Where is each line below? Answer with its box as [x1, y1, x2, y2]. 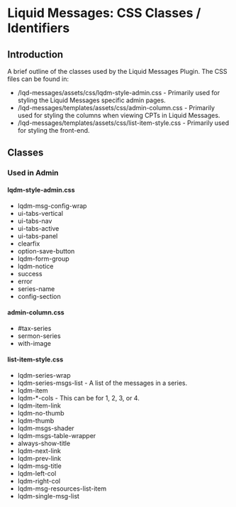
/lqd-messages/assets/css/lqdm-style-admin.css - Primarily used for [17, 89, 220, 97]
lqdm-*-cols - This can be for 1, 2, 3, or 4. [17, 393, 140, 402]
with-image [17, 339, 52, 347]
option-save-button [17, 246, 75, 255]
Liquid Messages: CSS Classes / [7, 5, 201, 21]
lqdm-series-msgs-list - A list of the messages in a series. [17, 378, 188, 387]
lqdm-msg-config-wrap [17, 201, 87, 210]
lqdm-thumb [17, 416, 55, 425]
